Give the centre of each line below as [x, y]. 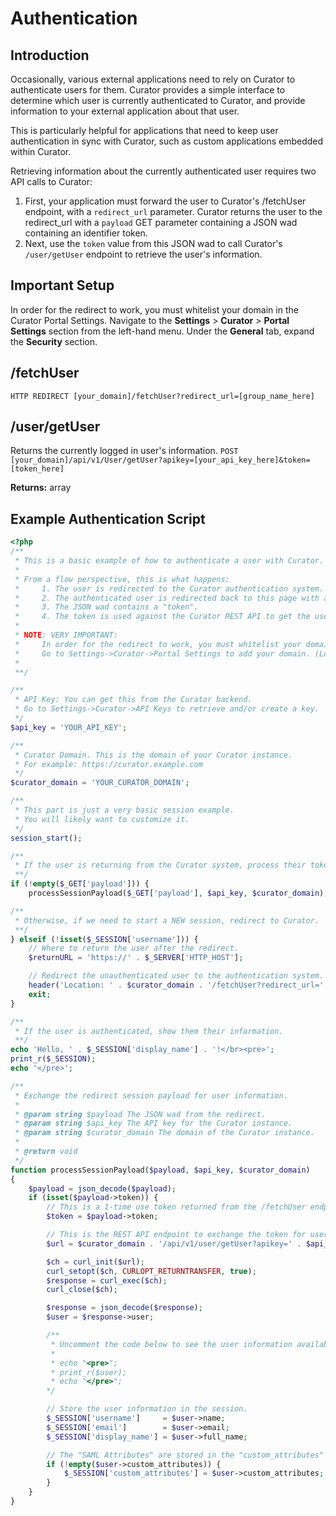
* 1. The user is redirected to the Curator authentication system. [169, 588]
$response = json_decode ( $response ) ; [124, 1308]
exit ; [40, 994]
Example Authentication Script [108, 518]
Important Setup [62, 285]
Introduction [50, 55]
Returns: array [41, 488]
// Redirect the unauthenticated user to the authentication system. [176, 976]
